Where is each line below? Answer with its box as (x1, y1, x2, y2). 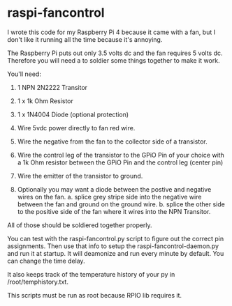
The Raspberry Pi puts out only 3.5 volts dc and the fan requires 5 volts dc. (7, 49, 223, 57)
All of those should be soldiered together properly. (7, 221, 152, 229)
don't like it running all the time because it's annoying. (7, 35, 163, 43)
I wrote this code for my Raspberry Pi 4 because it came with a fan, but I (7, 28, 215, 36)
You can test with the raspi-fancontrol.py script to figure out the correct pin (7, 234, 224, 243)
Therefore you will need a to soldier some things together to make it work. (7, 56, 220, 64)
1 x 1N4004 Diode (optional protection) (17, 110, 129, 118)
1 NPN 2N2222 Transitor (17, 83, 88, 91)
